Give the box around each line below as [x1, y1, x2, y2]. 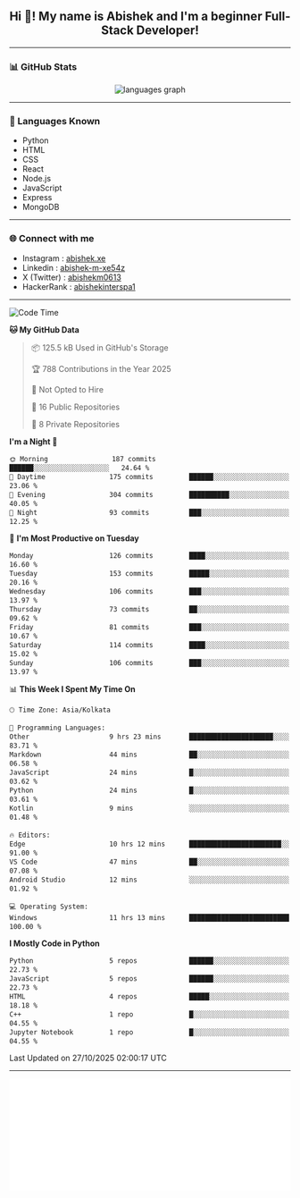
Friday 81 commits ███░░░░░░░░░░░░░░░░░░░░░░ [9, 622, 290, 631]
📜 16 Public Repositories [30, 401, 121, 412]
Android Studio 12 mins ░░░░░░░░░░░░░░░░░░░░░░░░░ [9, 875, 290, 884]
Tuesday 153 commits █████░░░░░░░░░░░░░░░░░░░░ [9, 569, 290, 578]
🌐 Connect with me [9, 232, 95, 245]
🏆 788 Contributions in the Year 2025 [30, 363, 171, 374]
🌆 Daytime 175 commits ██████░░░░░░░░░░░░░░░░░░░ [9, 472, 290, 481]
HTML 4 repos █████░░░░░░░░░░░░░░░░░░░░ [9, 991, 290, 1001]
